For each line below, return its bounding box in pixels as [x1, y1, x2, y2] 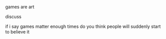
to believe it [5, 29, 29, 34]
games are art [5, 4, 35, 10]
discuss [5, 14, 22, 19]
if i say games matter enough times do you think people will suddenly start [5, 23, 161, 29]
